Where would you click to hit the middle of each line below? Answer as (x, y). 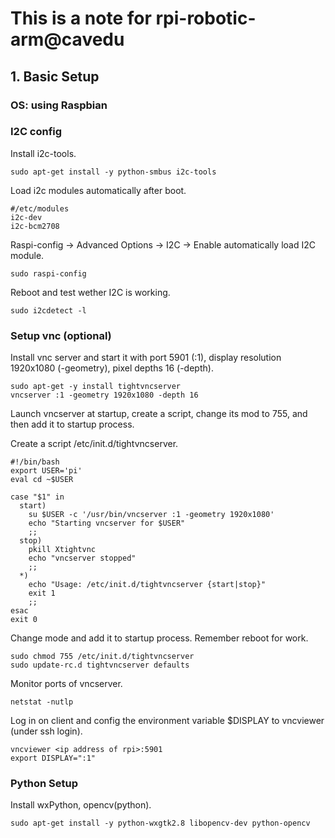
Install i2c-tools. (43, 153)
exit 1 (42, 593)
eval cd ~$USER (42, 480)
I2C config (36, 132)
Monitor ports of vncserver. (66, 684)
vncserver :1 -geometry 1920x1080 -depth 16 (104, 395)
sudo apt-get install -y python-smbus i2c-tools (113, 172)
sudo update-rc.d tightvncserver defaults (100, 665)
